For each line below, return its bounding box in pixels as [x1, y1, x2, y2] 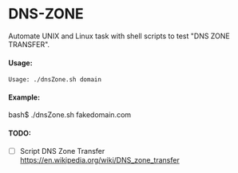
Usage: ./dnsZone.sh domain [8, 76, 102, 84]
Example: [8, 92, 41, 102]
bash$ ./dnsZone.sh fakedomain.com [8, 110, 132, 120]
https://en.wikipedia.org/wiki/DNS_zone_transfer [19, 155, 180, 164]
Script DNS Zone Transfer [19, 146, 105, 155]
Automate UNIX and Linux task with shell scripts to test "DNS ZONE [8, 31, 230, 41]
